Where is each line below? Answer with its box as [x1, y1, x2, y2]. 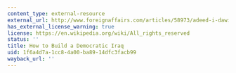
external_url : [7, 17, 49, 24]
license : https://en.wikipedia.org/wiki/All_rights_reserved [7, 29, 190, 37]
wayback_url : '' [7, 56, 55, 63]
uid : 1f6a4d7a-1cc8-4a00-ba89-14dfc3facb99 [7, 49, 137, 56]
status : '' [7, 36, 39, 43]
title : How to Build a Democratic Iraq [7, 42, 124, 49]
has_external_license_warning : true [7, 23, 114, 30]
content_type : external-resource [7, 10, 105, 17]
